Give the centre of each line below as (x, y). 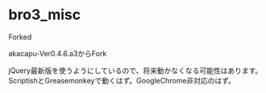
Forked (20, 37)
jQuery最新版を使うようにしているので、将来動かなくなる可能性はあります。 (135, 71)
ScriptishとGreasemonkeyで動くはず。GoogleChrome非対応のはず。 (122, 80)
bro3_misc (45, 15)
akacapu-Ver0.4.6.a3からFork (58, 53)
